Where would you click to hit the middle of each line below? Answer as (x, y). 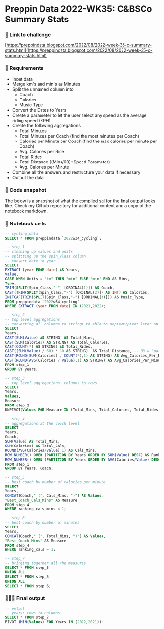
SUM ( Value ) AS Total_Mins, (32, 442)
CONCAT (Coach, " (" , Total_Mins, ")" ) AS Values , (55, 536)
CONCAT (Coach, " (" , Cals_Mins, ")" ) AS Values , (54, 496)
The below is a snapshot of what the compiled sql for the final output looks (80, 201)
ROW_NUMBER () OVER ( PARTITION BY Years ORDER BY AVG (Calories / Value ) (77, 460)
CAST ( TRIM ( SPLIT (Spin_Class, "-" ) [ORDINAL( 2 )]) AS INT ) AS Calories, (77, 292)
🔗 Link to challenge (28, 35)
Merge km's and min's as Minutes (46, 84)
